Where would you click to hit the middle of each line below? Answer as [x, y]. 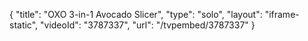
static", [24, 25]
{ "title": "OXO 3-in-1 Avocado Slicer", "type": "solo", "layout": [136, 14]
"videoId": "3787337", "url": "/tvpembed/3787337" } [148, 25]
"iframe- [282, 14]
